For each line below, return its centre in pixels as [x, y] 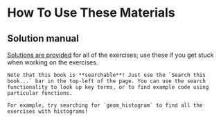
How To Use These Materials [91, 13]
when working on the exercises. [53, 62]
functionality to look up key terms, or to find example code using [108, 87]
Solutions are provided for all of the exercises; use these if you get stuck [110, 55]
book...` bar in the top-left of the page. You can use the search [107, 81]
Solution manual [43, 38]
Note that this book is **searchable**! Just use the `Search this [107, 75]
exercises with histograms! [48, 112]
